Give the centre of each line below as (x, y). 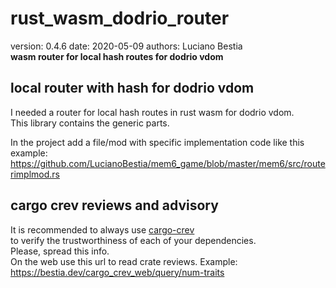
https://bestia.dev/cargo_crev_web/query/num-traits (117, 272)
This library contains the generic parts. (90, 123)
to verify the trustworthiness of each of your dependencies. (133, 240)
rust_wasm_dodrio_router (120, 18)
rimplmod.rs (35, 174)
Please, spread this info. (60, 251)
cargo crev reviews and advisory (114, 205)
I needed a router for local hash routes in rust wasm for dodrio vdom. (152, 112)
